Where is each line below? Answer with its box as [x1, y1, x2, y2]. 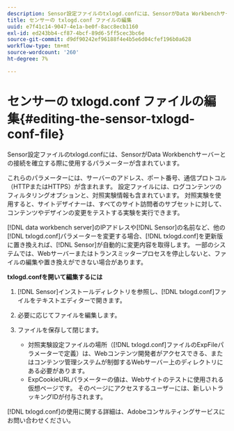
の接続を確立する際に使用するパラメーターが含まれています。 [7, 158, 183, 167]
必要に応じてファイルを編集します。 [17, 311, 121, 319]
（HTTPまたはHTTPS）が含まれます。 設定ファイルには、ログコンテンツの [7, 182, 222, 190]
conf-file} [7, 126, 65, 142]
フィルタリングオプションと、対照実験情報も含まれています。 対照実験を [7, 190, 216, 199]
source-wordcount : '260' [7, 49, 79, 56]
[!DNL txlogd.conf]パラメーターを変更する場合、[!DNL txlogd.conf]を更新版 [7, 231, 224, 240]
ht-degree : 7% [7, 56, 49, 63]
